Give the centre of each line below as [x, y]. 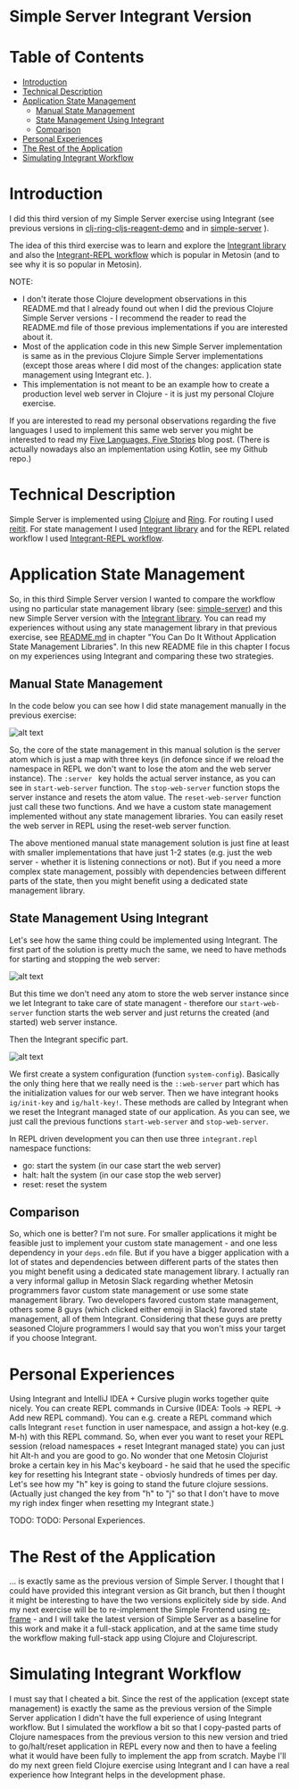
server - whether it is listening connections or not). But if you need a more [145, 861]
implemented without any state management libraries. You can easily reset [146, 816]
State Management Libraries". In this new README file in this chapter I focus [149, 646]
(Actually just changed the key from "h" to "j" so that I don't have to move [144, 1494]
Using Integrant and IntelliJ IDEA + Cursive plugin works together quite [139, 1399]
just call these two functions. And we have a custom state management [141, 806]
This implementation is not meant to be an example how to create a [145, 385]
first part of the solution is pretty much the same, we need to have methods [148, 949]
